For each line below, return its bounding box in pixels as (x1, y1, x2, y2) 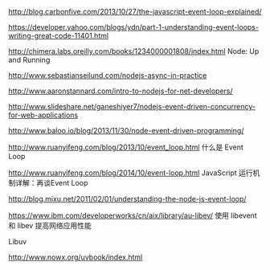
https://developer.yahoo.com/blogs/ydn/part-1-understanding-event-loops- (8, 22, 260, 31)
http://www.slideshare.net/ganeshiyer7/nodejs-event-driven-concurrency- (8, 102, 256, 111)
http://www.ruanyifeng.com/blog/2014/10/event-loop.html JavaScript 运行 (8, 168, 253, 178)
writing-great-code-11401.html (8, 31, 109, 40)
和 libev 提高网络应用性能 (8, 221, 92, 230)
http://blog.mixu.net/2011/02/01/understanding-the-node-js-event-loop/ (8, 194, 247, 203)
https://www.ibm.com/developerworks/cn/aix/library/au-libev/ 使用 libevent (8, 211, 257, 220)
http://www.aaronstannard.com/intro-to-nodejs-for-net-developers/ (8, 86, 233, 96)
